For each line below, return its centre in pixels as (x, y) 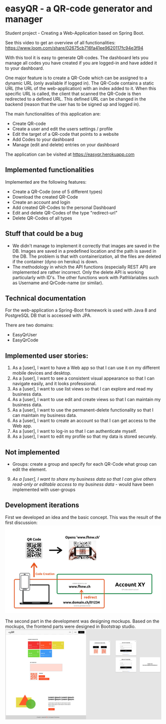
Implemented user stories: (47, 356)
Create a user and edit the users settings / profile (62, 129)
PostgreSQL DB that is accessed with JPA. (48, 315)
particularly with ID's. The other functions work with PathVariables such (85, 277)
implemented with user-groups (44, 490)
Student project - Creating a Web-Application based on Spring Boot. (75, 33)
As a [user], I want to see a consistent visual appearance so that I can (83, 378)
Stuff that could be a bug (44, 234)
